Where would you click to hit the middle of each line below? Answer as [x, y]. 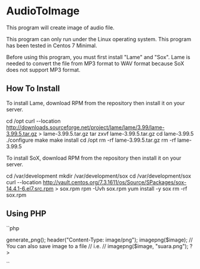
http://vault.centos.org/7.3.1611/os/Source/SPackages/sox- [115, 182]
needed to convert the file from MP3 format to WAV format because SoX [95, 63]
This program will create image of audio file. [60, 27]
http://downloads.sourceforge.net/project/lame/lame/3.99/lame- [86, 127]
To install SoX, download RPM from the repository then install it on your [94, 158]
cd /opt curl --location [33, 121]
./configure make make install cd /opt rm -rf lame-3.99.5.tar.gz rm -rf [91, 140]
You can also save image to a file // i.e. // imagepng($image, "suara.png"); [97, 246]
